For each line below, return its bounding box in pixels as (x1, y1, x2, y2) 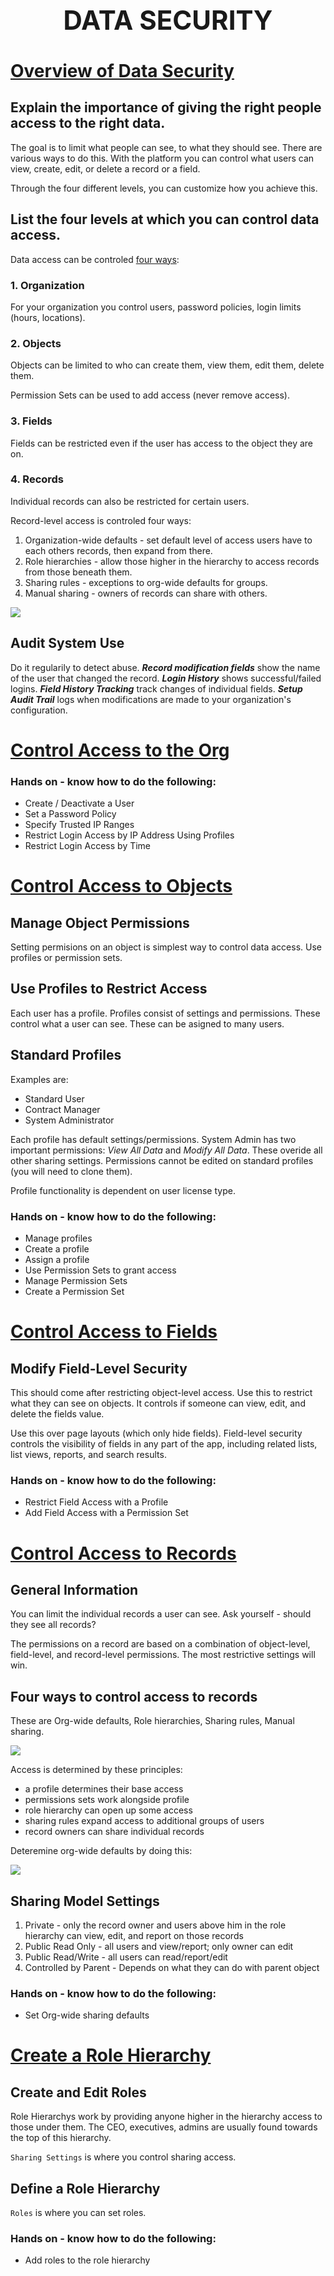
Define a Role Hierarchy (10, 2180, 161, 2197)
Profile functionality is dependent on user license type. (10, 1184, 236, 1196)
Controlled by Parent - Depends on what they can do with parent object (24, 1961, 320, 1973)
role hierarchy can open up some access (24, 1804, 193, 1816)
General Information (10, 1581, 139, 1598)
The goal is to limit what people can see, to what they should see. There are (10, 141, 323, 153)
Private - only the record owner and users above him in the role (24, 1919, 287, 1931)
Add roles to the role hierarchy (24, 2254, 151, 2266)
